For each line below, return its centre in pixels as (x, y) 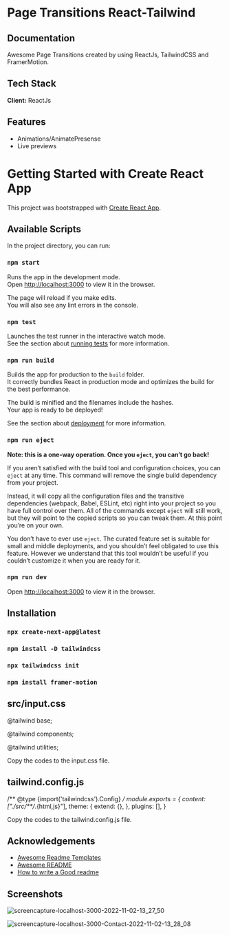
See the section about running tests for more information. (88, 343)
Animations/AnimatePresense (59, 139)
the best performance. (39, 389)
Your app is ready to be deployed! (55, 410)
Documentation (41, 38)
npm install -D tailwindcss (54, 649)
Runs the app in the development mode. (64, 277)
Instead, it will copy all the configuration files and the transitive (96, 496)
